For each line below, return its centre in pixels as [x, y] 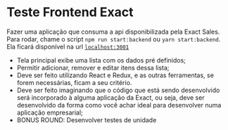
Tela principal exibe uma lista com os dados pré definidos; [101, 60]
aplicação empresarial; [50, 112]
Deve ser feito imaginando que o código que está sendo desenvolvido [118, 90]
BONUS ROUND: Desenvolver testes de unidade [87, 119]
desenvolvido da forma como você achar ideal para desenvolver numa [119, 105]
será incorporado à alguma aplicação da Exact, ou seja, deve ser [110, 97]
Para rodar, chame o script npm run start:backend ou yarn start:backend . [114, 39]
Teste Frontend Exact [70, 12]
